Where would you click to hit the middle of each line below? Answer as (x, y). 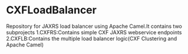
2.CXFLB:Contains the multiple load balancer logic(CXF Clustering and (92, 38)
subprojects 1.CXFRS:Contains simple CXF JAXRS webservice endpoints (94, 32)
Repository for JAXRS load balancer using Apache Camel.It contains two (94, 26)
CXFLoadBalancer (52, 10)
